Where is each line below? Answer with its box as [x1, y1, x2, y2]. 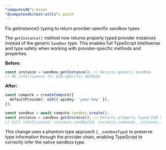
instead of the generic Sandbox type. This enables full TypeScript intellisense [5, 40, 161, 46]
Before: [5, 60, 21, 66]
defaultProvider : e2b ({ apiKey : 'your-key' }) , [9, 97, 110, 102]
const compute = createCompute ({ [5, 92, 74, 97]
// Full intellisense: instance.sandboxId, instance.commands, [5, 120, 138, 124]
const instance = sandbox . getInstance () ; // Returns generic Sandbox [5, 69, 152, 74]
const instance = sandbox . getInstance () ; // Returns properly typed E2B [5, 115, 158, 120]
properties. [5, 50, 28, 57]
